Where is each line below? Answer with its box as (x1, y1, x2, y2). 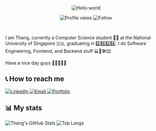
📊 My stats (5, 104, 42, 113)
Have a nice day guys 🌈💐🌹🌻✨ (5, 60, 67, 66)
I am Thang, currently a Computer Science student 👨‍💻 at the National (5, 35, 151, 40)
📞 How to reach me (5, 75, 64, 83)
